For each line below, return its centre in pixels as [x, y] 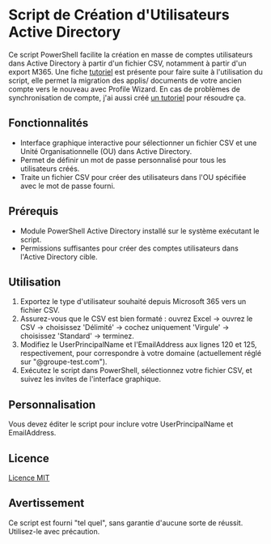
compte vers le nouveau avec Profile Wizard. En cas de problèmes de [124, 89]
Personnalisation [52, 404]
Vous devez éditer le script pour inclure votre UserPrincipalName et [121, 424]
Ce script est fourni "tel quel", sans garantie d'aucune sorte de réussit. [126, 523]
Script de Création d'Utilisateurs [119, 15]
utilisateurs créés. [50, 169]
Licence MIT [29, 478]
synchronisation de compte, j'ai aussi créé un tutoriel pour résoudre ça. [127, 97]
